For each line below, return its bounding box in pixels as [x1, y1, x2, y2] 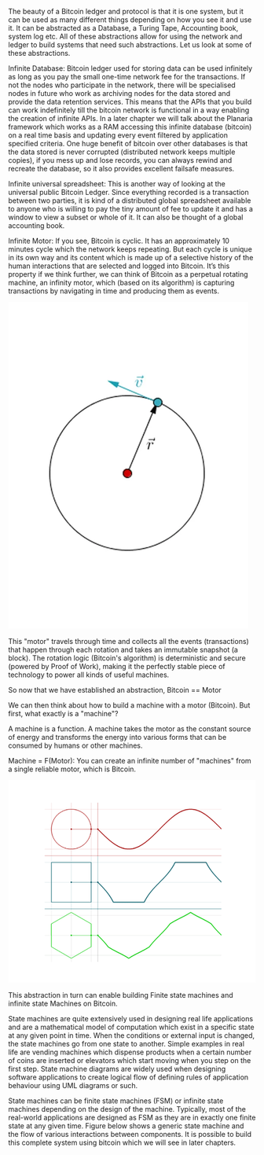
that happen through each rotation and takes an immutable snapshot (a [8, 645, 238, 654]
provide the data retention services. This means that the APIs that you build [8, 97, 252, 106]
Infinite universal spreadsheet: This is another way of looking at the [8, 179, 226, 188]
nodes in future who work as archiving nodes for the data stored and [8, 89, 230, 97]
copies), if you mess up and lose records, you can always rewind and [8, 156, 233, 164]
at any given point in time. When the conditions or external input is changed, [8, 1030, 255, 1040]
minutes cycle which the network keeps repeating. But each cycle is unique [8, 245, 253, 254]
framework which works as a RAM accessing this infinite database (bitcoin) [8, 122, 252, 131]
